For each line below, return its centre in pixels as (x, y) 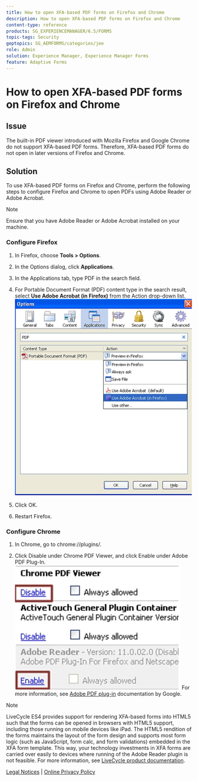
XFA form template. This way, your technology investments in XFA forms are (98, 747)
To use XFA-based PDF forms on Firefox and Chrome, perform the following (98, 186)
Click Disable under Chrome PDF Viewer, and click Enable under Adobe (101, 555)
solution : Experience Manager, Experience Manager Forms (77, 56)
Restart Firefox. (33, 516)
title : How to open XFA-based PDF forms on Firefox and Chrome (85, 12)
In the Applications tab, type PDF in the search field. (78, 278)
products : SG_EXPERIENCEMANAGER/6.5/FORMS (59, 31)
